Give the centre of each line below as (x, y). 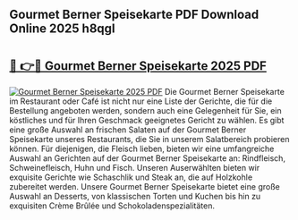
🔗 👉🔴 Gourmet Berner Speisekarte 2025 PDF (138, 66)
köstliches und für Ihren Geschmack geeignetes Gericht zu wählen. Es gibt (147, 120)
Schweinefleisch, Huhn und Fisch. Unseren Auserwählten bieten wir (135, 168)
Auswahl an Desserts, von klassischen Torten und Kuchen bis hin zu (135, 196)
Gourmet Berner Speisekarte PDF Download (134, 15)
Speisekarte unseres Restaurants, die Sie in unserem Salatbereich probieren (149, 139)
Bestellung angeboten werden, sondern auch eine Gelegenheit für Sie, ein (145, 110)
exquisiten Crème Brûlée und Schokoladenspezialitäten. (112, 206)
